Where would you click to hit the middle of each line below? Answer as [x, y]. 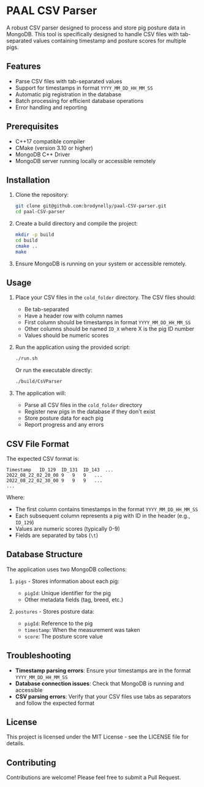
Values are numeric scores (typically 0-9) [68, 529]
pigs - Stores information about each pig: [67, 581]
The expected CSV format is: [43, 458]
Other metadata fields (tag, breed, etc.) [74, 599]
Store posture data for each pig [64, 418]
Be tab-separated [47, 310]
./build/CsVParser [39, 382]
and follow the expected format [55, 703]
